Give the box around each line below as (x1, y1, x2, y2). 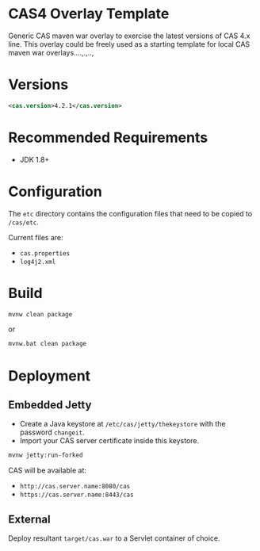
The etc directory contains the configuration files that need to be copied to (8, 209, 253, 218)
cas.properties (19, 249, 71, 258)
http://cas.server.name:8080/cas (19, 483, 131, 491)
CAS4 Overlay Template (8, 5, 170, 23)
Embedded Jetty (8, 398, 92, 411)
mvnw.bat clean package (8, 340, 87, 348)
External (8, 512, 51, 526)
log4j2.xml (19, 258, 56, 266)
